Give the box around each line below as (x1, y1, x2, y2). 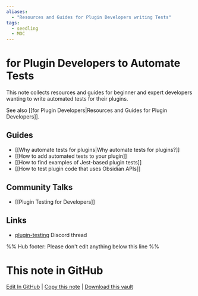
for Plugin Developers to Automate (6, 57, 181, 70)
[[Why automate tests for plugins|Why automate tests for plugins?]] (14, 146, 180, 153)
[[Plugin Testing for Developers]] (14, 198, 95, 205)
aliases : (6, 8, 28, 15)
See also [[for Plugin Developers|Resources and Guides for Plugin (6, 107, 168, 114)
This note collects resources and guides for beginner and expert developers (6, 89, 193, 96)
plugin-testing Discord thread (14, 231, 87, 238)
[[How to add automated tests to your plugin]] (14, 152, 127, 160)
